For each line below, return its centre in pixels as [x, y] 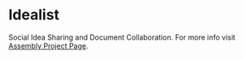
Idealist [34, 15]
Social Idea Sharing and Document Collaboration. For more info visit [122, 37]
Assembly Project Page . [48, 45]
